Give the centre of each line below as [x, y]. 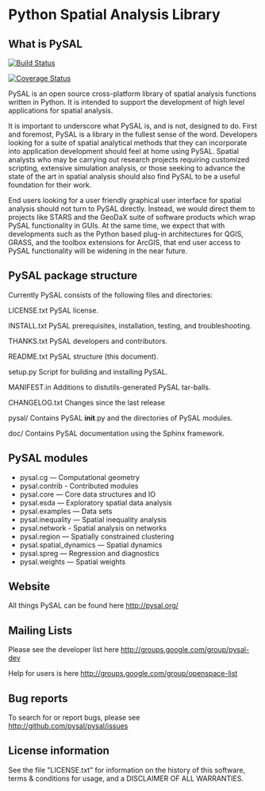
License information [59, 751]
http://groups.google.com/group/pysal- [185, 650]
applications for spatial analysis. [61, 110]
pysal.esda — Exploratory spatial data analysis [96, 502]
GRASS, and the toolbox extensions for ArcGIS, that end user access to [124, 242]
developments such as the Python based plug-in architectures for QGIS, [126, 234]
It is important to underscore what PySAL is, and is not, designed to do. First [133, 126]
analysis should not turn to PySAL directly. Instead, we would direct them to [132, 209]
